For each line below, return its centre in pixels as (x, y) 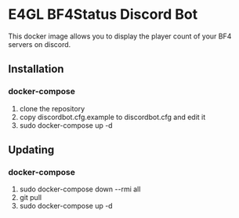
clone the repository (52, 108)
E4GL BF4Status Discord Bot (103, 15)
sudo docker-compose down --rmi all (80, 189)
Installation (36, 69)
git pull (30, 198)
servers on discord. (40, 44)
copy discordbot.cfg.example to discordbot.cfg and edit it (112, 117)
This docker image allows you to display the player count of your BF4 (120, 36)
